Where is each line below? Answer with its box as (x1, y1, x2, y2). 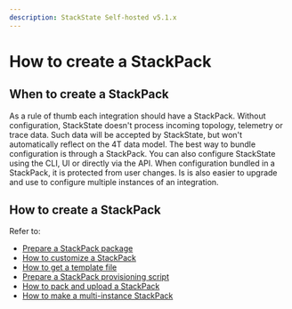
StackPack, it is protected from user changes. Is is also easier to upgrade (9, 167, 278, 178)
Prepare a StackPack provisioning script (21, 272, 170, 282)
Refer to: (9, 226, 41, 237)
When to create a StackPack (9, 86, 169, 102)
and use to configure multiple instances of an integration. (9, 176, 220, 187)
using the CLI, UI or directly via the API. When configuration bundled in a (9, 158, 276, 168)
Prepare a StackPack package (21, 243, 134, 254)
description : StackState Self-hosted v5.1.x (9, 12, 177, 22)
